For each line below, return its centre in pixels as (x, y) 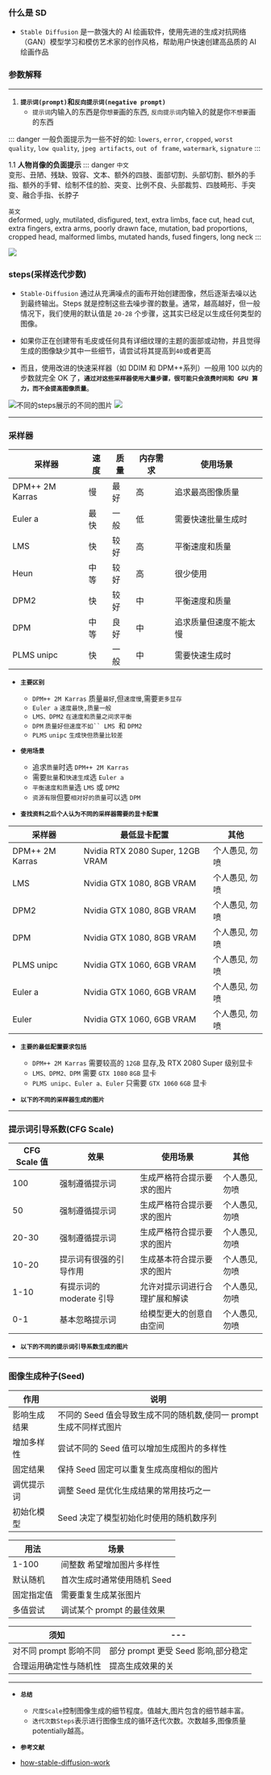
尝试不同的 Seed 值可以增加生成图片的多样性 (142, 1448)
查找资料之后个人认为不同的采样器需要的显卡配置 (89, 815)
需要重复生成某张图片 (102, 1594)
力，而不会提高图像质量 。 (57, 388)
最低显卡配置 (144, 835)
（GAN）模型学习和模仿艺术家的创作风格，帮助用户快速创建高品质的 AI (138, 42)
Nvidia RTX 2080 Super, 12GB (142, 851)
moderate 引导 (87, 1298)
